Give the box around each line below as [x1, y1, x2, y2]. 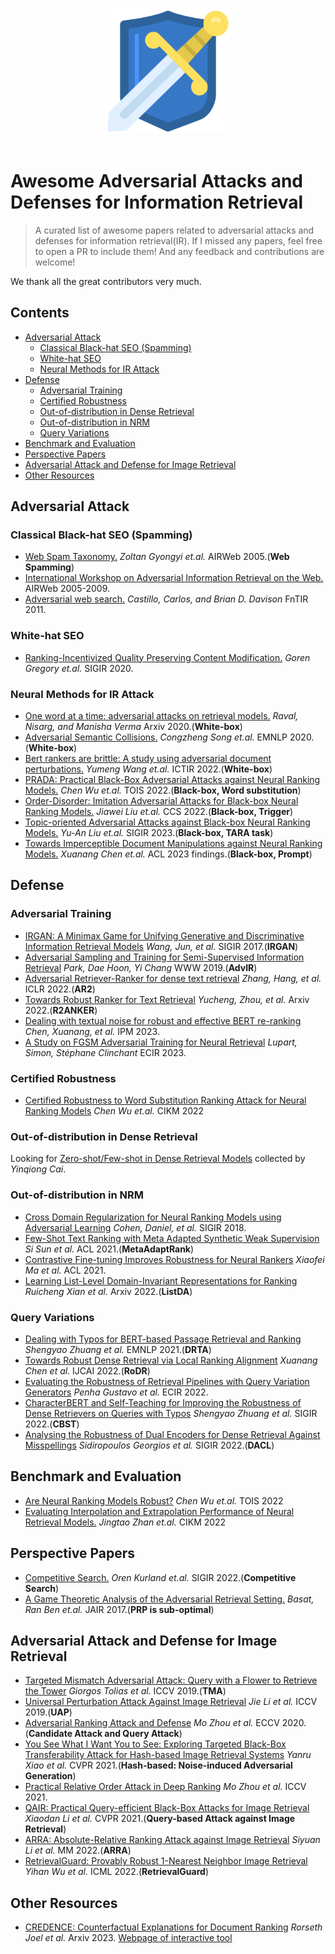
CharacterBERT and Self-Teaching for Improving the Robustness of [24, 1396, 302, 1408]
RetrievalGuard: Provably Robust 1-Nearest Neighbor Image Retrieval [24, 1855, 308, 1867]
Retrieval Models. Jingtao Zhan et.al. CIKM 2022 [24, 1516, 227, 1528]
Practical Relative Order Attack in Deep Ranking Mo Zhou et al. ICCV [24, 1781, 307, 1793]
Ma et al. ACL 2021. [24, 1264, 107, 1276]
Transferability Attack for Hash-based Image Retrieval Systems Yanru [24, 1749, 312, 1761]
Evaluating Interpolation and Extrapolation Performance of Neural [24, 1505, 295, 1517]
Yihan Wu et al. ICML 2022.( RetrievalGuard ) [24, 1866, 209, 1878]
